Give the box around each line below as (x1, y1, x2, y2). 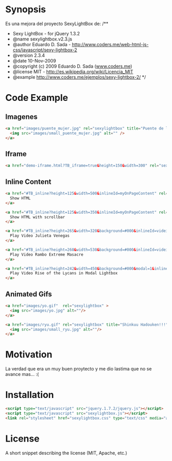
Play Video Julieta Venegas (10, 233, 70, 239)
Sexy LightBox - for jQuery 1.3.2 (12, 30, 80, 36)
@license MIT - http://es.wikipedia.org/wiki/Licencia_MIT (12, 68, 134, 75)
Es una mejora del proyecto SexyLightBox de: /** (5, 20, 109, 27)
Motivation (5, 349, 53, 361)
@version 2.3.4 (12, 52, 45, 58)
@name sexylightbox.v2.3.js (12, 36, 73, 42)
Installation (5, 389, 54, 401)
